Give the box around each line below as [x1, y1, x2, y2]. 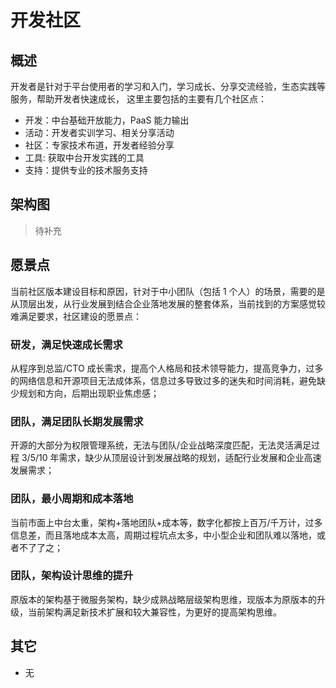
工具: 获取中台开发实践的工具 [24, 152, 145, 163]
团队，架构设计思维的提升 [10, 569, 134, 583]
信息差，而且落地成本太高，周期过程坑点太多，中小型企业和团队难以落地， [10, 529, 317, 541]
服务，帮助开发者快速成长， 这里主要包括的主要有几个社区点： [10, 93, 267, 105]
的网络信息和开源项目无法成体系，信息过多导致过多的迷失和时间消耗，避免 [10, 374, 317, 386]
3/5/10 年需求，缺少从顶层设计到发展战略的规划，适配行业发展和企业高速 [21, 452, 322, 464]
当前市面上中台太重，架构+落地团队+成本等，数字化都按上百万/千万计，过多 [10, 516, 323, 528]
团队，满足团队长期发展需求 [10, 414, 144, 428]
